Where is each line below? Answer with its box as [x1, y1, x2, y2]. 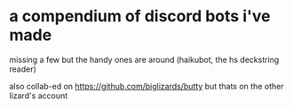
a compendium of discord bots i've [9, 6, 271, 27]
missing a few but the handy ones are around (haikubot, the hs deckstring [9, 54, 280, 65]
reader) [9, 64, 37, 74]
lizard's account [9, 90, 68, 101]
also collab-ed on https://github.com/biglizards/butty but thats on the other [9, 81, 284, 91]
